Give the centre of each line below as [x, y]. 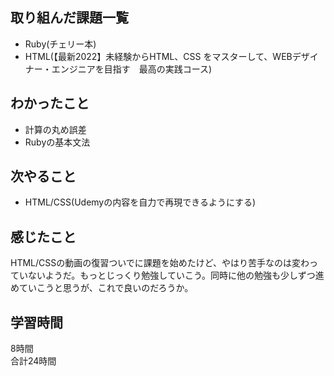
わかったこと [50, 103]
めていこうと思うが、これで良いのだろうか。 [102, 288]
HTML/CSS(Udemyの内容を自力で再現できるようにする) [140, 202]
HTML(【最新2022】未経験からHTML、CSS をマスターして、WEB [158, 56]
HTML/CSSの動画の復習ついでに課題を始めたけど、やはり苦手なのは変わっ [164, 263]
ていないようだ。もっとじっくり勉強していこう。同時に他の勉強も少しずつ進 [167, 275]
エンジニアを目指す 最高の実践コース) [132, 69]
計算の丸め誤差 [55, 129]
